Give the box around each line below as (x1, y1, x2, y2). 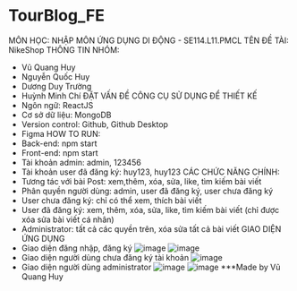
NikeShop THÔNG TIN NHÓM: (8, 44, 120, 55)
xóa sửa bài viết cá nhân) (21, 214, 115, 225)
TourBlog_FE (8, 5, 105, 26)
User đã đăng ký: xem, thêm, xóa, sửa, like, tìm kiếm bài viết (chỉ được (21, 204, 280, 215)
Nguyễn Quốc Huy (21, 71, 90, 81)
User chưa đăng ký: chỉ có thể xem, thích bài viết (21, 194, 202, 206)
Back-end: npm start (21, 138, 98, 149)
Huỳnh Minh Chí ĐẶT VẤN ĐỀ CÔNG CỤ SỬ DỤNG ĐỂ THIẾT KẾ (21, 90, 258, 101)
